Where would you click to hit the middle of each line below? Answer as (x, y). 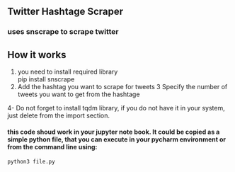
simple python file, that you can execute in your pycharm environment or (117, 139)
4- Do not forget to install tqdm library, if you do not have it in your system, (116, 108)
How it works (37, 55)
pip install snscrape (46, 79)
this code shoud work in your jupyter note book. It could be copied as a (114, 132)
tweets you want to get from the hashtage (79, 94)
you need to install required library (68, 72)
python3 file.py (31, 162)
